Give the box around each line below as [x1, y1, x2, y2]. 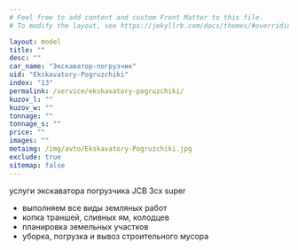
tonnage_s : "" [9, 120, 62, 129]
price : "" [9, 128, 46, 137]
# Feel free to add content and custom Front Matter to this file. [9, 12, 264, 22]
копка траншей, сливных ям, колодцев [21, 212, 170, 223]
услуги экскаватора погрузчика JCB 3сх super [9, 185, 186, 196]
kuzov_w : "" [9, 103, 53, 112]
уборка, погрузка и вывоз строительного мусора [21, 230, 209, 241]
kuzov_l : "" [9, 95, 53, 104]
